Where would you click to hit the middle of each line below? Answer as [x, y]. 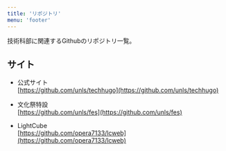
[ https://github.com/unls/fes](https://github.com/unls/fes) [99, 112]
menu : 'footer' [29, 20]
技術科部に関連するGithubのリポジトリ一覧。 [71, 41]
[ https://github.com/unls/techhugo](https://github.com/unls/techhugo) [118, 90]
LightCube [32, 126]
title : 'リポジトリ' [34, 14]
